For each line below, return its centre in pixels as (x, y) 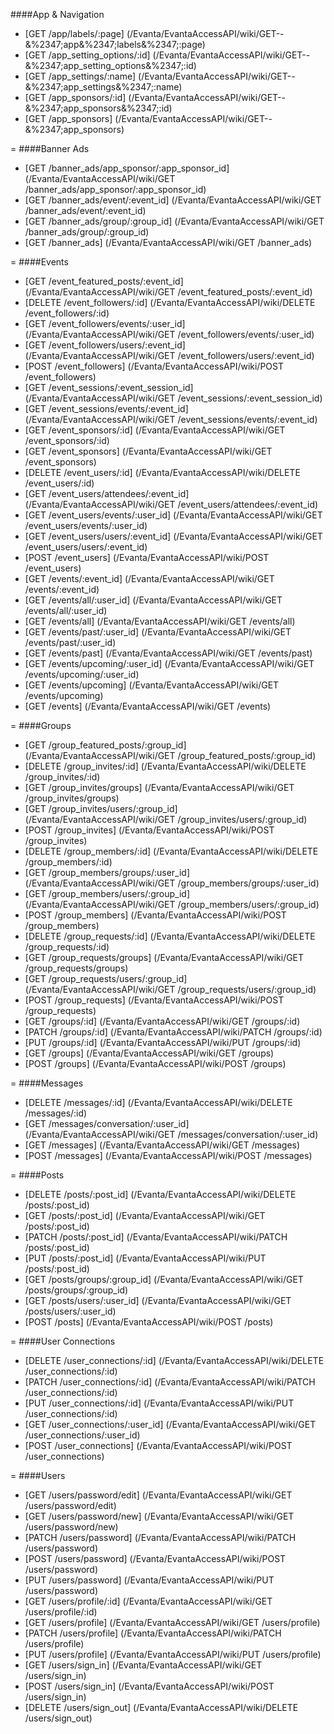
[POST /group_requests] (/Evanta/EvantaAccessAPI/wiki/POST (154, 1000)
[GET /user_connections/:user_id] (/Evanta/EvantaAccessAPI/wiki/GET (170, 1424)
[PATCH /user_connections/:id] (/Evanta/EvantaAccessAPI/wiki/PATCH (170, 1382)
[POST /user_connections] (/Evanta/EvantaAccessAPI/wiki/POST (158, 1445)
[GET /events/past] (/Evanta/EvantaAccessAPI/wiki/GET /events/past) (168, 653)
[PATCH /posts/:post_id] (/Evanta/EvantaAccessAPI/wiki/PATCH (156, 1237)
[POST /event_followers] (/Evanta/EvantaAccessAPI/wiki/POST (154, 366)
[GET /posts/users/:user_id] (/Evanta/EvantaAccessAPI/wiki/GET (158, 1300)
